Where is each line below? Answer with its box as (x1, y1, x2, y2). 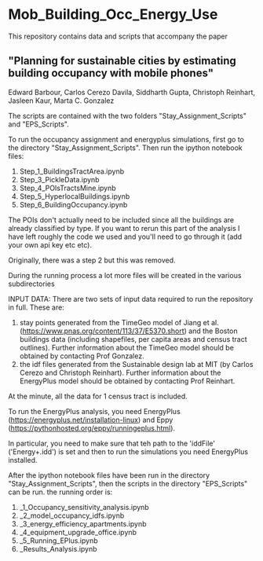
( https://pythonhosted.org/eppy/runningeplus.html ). (8, 423, 175, 433)
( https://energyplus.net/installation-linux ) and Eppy (8, 415, 174, 424)
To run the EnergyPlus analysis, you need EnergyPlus (8, 406, 181, 416)
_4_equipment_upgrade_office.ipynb (19, 527, 137, 537)
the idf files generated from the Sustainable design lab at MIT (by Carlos (19, 359, 254, 368)
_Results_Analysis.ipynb (19, 544, 97, 553)
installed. (8, 455, 38, 464)
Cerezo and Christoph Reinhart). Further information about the (19, 368, 221, 377)
